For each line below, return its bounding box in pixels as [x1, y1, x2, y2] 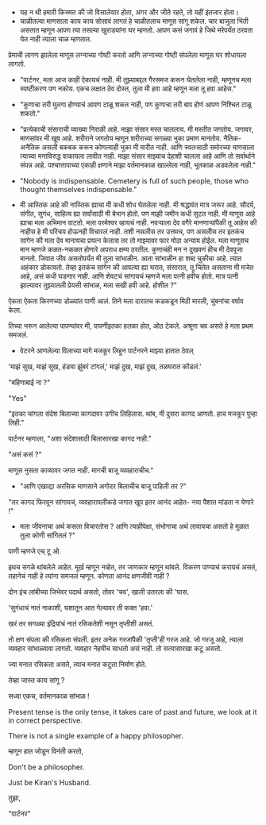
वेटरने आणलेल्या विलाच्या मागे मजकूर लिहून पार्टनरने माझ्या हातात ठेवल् [19, 346, 194, 355]
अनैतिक [19, 143, 40, 152]
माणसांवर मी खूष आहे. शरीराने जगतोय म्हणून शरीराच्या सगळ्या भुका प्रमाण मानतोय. [19, 133, 222, 143]
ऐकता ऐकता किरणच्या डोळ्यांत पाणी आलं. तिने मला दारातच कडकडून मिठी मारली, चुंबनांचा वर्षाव [8, 296, 244, 306]
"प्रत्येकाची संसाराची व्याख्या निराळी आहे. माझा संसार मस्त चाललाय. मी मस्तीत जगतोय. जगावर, [19, 125, 254, 134]
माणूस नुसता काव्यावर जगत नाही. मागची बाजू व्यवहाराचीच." [8, 465, 154, 475]
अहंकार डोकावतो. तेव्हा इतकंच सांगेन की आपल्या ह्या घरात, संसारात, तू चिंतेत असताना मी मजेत [19, 263, 254, 272]
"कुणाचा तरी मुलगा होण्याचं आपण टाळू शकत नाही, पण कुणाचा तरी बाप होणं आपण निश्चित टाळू [19, 100, 252, 109]
